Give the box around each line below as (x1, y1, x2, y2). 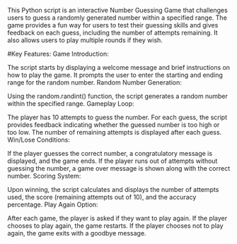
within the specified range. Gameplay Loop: (7, 99, 134, 108)
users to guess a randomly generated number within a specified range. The (7, 13, 228, 22)
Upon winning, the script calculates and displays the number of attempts (7, 185, 219, 193)
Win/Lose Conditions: (7, 135, 71, 144)
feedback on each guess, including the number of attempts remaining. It (7, 28, 218, 37)
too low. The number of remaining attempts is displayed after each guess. (7, 128, 222, 136)
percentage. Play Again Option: (7, 200, 98, 209)
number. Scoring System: (7, 172, 81, 180)
